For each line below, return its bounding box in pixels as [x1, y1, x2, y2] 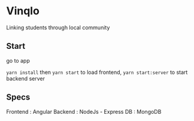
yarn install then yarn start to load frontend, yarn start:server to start [6, 69, 188, 76]
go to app [6, 57, 30, 64]
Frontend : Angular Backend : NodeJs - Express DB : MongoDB [6, 108, 162, 115]
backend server [6, 75, 45, 82]
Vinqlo [6, 4, 40, 18]
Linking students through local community [6, 24, 110, 31]
